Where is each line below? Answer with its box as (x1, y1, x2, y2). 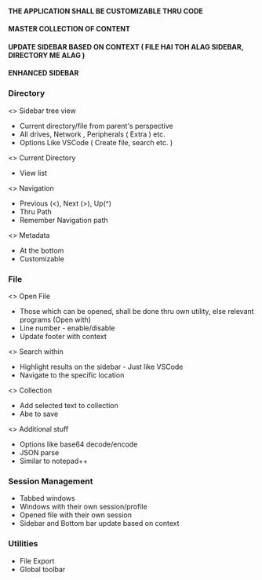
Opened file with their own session (19, 510, 132, 520)
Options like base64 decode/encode (19, 440, 138, 449)
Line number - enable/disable (19, 323, 115, 333)
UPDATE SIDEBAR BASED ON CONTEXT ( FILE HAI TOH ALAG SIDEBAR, (8, 42, 244, 51)
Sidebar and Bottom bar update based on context (19, 519, 180, 528)
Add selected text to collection (19, 400, 119, 410)
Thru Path (19, 206, 53, 216)
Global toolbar (19, 564, 66, 574)
